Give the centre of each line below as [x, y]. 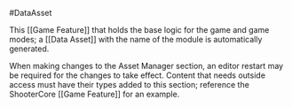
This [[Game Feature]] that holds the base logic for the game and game [139, 30]
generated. [29, 49]
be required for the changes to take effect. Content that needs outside [138, 75]
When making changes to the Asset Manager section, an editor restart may [146, 66]
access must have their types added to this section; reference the [130, 85]
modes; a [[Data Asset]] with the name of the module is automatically [136, 39]
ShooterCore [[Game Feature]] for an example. [95, 94]
